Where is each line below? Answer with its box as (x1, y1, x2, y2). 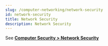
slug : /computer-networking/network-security (5, 7, 103, 12)
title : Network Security (5, 16, 58, 21)
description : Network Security (5, 21, 71, 26)
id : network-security (5, 12, 51, 17)
